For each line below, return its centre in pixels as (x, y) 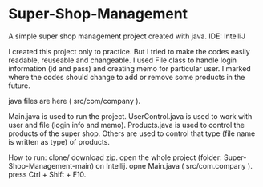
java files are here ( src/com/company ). (75, 101)
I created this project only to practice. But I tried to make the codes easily (129, 51)
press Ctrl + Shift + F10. (47, 174)
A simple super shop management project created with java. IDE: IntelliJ (127, 36)
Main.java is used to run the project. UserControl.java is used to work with (130, 116)
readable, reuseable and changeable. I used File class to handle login (123, 60)
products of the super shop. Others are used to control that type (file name (132, 133)
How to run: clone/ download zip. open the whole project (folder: (115, 157)
